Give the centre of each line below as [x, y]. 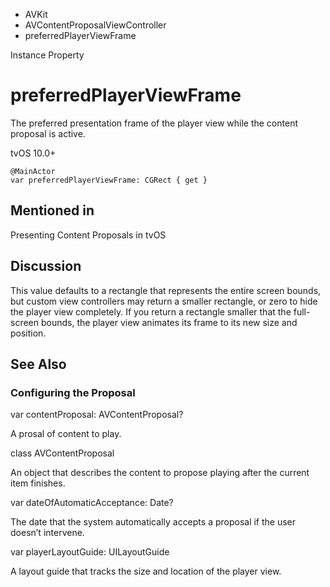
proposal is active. [48, 133]
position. [28, 333]
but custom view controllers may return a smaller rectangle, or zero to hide [164, 301]
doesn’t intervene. [47, 533]
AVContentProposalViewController [95, 25]
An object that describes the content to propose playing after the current [160, 473]
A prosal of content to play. [66, 434]
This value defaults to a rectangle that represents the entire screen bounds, [166, 290]
